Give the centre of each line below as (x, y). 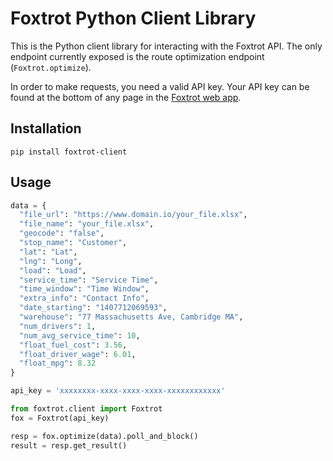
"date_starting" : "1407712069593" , (93, 308)
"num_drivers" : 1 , (58, 326)
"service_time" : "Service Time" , (89, 280)
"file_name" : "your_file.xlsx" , (87, 224)
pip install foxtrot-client (69, 152)
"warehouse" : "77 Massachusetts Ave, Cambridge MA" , (131, 317)
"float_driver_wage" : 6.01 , (78, 354)
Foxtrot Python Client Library (133, 18)
